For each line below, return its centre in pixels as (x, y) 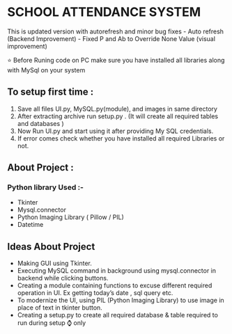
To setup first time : (51, 92)
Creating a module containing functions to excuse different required (115, 285)
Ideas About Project (51, 247)
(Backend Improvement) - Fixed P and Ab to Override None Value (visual (111, 38)
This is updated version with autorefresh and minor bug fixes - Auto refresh (116, 31)
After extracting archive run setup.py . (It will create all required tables (117, 116)
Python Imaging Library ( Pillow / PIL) (70, 217)
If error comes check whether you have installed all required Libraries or (121, 138)
